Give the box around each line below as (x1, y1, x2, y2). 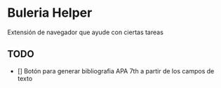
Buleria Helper (7, 5, 93, 21)
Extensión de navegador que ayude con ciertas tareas (7, 28, 163, 36)
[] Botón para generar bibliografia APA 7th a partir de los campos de (17, 66, 215, 75)
